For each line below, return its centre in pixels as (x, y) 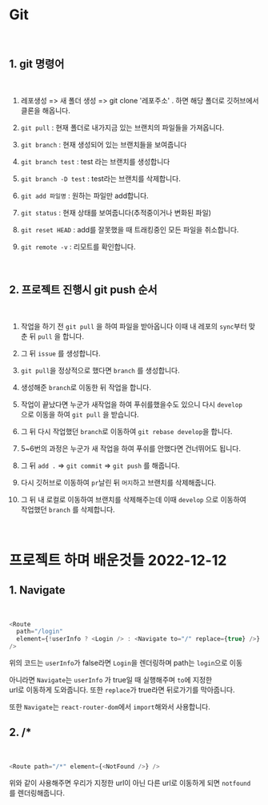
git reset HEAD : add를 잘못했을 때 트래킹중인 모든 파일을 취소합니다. (130, 229)
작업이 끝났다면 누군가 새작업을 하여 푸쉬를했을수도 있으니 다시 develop (132, 404)
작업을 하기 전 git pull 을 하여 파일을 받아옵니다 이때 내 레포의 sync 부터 (134, 326)
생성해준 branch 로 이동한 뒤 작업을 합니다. (86, 387)
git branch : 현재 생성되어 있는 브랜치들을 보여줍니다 (104, 144)
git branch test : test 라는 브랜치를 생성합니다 (95, 161)
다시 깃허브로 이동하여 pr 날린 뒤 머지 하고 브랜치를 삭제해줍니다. (118, 482)
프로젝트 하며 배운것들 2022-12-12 (118, 560)
